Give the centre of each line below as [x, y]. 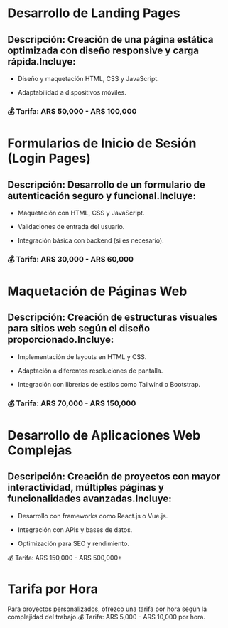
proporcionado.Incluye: [61, 340]
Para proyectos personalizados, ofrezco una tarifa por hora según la [107, 609]
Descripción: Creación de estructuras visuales [113, 318]
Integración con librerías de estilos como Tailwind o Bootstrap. [109, 384]
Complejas [40, 450]
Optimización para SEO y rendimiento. [74, 543]
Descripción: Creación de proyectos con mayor [114, 477]
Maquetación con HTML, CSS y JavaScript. [81, 213]
